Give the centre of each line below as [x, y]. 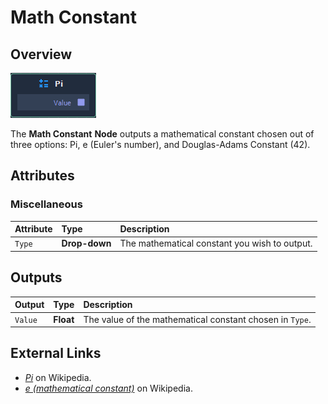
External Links [56, 353]
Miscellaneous [46, 204]
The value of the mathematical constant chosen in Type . [197, 319]
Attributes [42, 176]
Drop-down [86, 243]
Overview [41, 54]
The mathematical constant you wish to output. [216, 243]
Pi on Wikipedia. [58, 377]
